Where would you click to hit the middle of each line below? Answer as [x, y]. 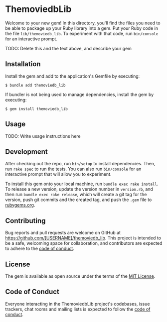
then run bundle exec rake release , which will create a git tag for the [76, 195]
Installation [23, 64]
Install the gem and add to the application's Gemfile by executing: [73, 76]
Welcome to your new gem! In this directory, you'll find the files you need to [83, 23]
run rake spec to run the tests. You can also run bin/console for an [73, 169]
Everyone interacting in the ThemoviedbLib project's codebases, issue [78, 304]
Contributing [25, 221]
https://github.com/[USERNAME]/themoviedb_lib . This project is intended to [83, 238]
